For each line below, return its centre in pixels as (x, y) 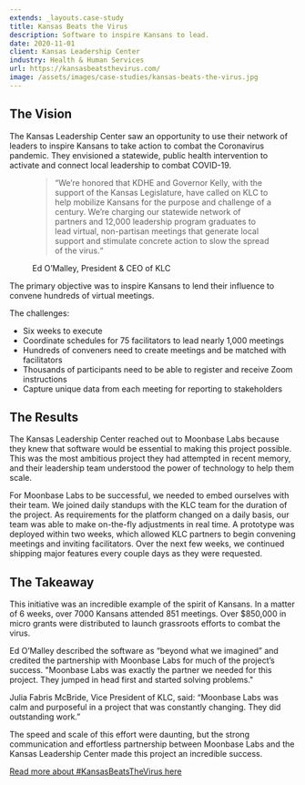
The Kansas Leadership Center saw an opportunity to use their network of (149, 136)
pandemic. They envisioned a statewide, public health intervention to (139, 155)
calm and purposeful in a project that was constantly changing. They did (145, 708)
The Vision (41, 114)
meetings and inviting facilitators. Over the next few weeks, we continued (147, 544)
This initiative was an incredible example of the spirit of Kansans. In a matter (152, 604)
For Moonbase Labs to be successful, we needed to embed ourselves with (149, 495)
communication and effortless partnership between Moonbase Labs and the (152, 744)
